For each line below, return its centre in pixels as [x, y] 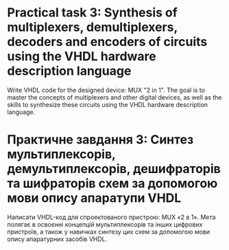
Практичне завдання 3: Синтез [100, 140]
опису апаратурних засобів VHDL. [57, 239]
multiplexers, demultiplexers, [93, 27]
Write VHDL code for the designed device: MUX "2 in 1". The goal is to [106, 90]
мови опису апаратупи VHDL [94, 198]
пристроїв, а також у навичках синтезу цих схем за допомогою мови [109, 231]
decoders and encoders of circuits [107, 42]
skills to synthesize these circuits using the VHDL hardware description [107, 104]
